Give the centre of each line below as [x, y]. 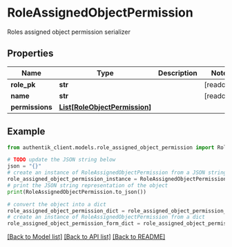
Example [26, 131]
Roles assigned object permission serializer [69, 32]
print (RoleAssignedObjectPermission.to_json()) [77, 192]
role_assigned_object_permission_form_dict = [74, 224]
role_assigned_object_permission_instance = [72, 179]
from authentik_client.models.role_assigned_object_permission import [111, 147]
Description [178, 72]
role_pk [23, 84]
